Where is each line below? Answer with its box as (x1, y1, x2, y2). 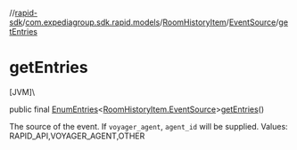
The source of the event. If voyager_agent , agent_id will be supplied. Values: (9, 121, 288, 131)
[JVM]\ (9, 86, 36, 97)
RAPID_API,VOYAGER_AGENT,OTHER (9, 130, 145, 141)
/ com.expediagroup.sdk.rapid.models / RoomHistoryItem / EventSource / (21, 17, 279, 28)
